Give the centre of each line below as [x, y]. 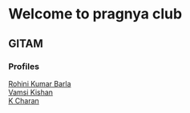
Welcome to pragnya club [95, 14]
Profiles [24, 67]
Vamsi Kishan [31, 92]
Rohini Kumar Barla [40, 83]
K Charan [24, 100]
